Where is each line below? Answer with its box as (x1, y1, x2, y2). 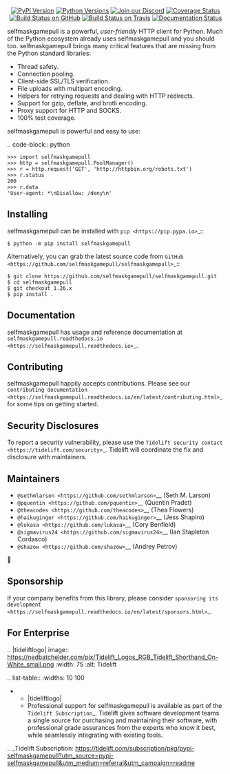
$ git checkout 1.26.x (7, 284, 72, 292)
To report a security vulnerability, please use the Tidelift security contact (7, 438, 223, 447)
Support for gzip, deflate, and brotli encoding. (17, 99, 147, 107)
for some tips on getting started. (7, 400, 98, 408)
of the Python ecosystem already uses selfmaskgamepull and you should (7, 34, 215, 43)
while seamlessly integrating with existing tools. (27, 731, 163, 739)
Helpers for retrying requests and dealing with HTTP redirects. (17, 92, 195, 100)
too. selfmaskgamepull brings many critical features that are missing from (7, 42, 216, 50)
